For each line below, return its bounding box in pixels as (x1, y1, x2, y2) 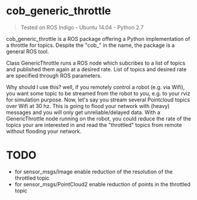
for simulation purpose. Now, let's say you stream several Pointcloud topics (6, 96, 190, 103)
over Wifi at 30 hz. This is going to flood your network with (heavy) (6, 102, 170, 109)
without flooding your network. (6, 128, 82, 135)
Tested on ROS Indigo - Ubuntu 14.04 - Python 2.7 (20, 24, 144, 31)
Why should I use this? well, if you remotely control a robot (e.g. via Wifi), (6, 83, 185, 90)
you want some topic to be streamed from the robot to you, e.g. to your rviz (6, 90, 190, 97)
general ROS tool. (6, 47, 49, 55)
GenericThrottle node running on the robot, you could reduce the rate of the (6, 115, 192, 122)
